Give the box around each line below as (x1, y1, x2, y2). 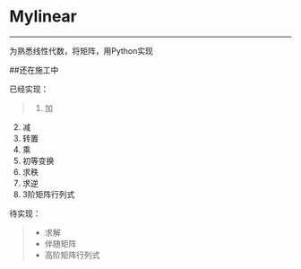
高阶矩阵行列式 (44, 249, 100, 260)
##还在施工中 (9, 65, 59, 75)
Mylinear (9, 6, 78, 27)
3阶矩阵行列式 (21, 188, 75, 199)
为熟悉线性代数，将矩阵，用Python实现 (9, 45, 154, 56)
